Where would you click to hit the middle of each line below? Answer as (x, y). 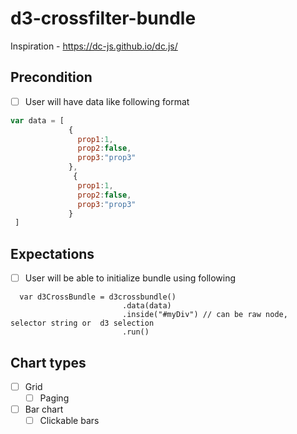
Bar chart (44, 409)
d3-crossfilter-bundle (103, 18)
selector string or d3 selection (82, 323)
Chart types (48, 362)
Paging (54, 398)
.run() (135, 332)
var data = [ (37, 120)
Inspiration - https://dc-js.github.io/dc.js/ (94, 46)
